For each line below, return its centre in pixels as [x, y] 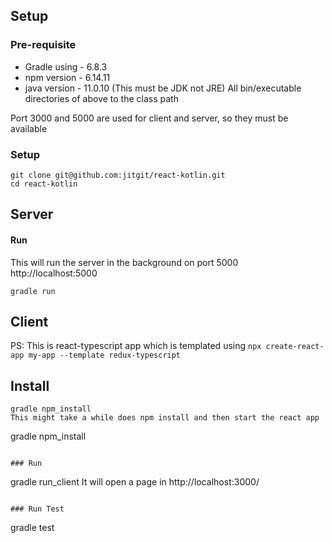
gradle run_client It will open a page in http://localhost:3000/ [135, 482]
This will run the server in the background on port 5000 [124, 262]
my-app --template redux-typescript [105, 355]
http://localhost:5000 [54, 273]
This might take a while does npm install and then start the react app [165, 418]
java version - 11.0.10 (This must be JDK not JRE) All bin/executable [163, 88]
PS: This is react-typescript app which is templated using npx [136, 346]
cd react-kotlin [44, 184]
